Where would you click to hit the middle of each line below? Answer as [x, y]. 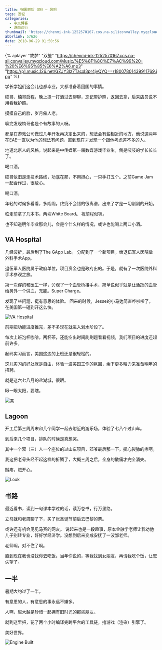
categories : [17, 18]
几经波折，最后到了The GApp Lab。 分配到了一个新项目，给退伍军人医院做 [79, 252]
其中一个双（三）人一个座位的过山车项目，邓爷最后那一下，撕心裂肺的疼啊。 [81, 449]
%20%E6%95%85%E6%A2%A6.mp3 [43, 66]
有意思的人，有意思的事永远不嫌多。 [41, 601]
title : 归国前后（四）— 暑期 [31, 9]
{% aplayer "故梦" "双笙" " [31, 55]
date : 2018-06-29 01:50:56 [32, 41]
